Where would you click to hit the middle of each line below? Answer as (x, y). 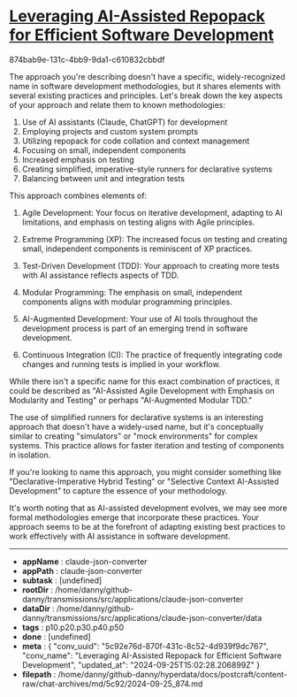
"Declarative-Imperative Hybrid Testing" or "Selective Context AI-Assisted (144, 481)
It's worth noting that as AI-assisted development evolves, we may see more (148, 508)
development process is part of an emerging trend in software (135, 328)
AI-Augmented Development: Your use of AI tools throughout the (140, 318)
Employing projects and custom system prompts (110, 131)
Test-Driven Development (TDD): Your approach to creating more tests (151, 265)
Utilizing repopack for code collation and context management (136, 141)
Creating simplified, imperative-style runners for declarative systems (147, 169)
